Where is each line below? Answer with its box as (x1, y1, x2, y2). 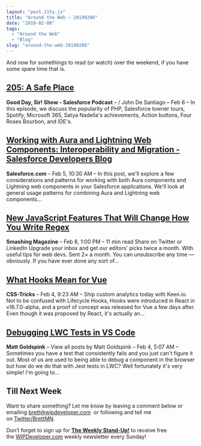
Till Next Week (6, 386, 62, 397)
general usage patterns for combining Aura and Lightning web (6, 189, 160, 196)
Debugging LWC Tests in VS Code (6, 327, 136, 337)
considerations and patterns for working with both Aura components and (6, 176, 187, 183)
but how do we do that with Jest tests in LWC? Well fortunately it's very (6, 362, 183, 370)
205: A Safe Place (6, 82, 74, 93)
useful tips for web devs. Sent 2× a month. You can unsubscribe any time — (6, 251, 194, 258)
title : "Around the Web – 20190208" (6, 14, 98, 20)
